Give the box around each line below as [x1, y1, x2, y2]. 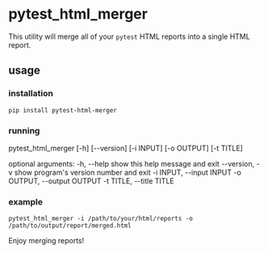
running [8, 124, 40, 136]
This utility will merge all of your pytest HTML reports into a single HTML [8, 32, 250, 41]
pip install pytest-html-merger [8, 106, 117, 114]
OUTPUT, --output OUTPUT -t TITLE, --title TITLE [8, 175, 175, 186]
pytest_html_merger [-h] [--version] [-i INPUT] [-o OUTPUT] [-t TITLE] [8, 143, 244, 153]
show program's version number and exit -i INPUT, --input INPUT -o [14, 167, 242, 177]
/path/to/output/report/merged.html [8, 221, 132, 230]
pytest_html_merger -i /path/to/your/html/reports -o [8, 215, 194, 223]
